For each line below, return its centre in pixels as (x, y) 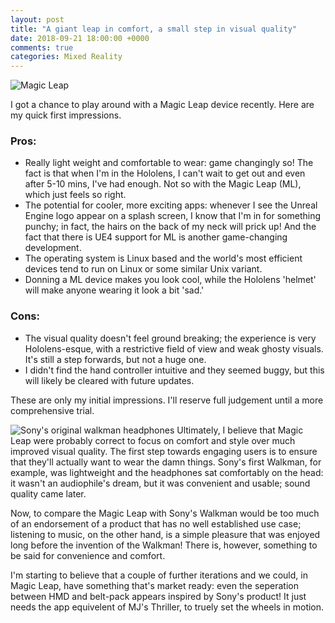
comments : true (42, 47)
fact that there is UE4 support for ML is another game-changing (156, 237)
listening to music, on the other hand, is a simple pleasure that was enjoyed (165, 534)
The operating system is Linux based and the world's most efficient (163, 258)
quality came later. (48, 493)
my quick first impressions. (66, 115)
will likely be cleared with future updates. (109, 380)
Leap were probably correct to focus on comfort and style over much (153, 440)
